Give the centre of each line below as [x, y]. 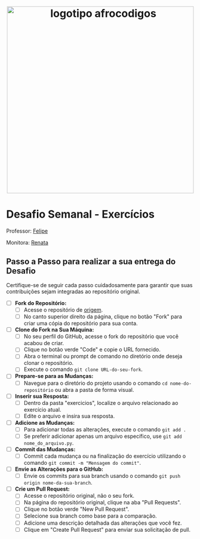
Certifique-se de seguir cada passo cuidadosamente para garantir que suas [99, 285]
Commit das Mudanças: [45, 449]
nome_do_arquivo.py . [49, 443]
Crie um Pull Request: [42, 489]
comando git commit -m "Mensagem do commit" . [82, 463]
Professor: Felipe [27, 231]
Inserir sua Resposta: [42, 396]
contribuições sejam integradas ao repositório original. [73, 291]
